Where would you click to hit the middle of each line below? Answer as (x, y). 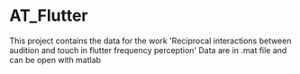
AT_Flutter (49, 16)
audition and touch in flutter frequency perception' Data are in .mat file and (148, 50)
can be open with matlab (55, 60)
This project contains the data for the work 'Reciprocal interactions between (150, 41)
